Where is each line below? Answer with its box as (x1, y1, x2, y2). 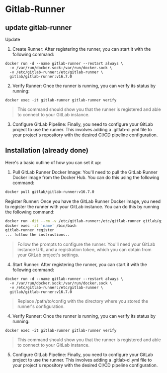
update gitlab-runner (5, 23, 72, 32)
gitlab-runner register (5, 228, 55, 233)
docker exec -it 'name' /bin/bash (5, 223, 77, 228)
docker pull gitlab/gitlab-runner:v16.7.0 (5, 189, 94, 194)
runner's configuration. (17, 303, 65, 309)
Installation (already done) (5, 146, 88, 155)
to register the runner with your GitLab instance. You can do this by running (5, 203, 160, 209)
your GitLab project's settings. (17, 252, 80, 258)
